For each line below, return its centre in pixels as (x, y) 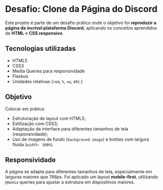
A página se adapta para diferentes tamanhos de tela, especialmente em (79, 172)
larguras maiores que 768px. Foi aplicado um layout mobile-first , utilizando (82, 177)
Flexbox (20, 76)
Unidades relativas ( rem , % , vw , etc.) (47, 81)
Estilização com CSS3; (35, 124)
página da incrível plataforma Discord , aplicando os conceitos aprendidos (81, 28)
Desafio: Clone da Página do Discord (81, 9)
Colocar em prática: (25, 109)
